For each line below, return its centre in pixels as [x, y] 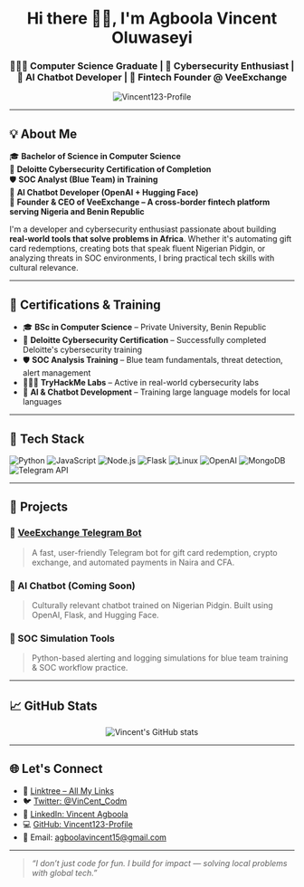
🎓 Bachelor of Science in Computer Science [95, 157]
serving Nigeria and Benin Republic [77, 212]
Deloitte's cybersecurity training [82, 350]
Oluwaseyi [152, 38]
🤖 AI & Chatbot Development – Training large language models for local [157, 392]
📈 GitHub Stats [53, 706]
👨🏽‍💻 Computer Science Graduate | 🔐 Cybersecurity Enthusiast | [152, 66]
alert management [57, 373]
